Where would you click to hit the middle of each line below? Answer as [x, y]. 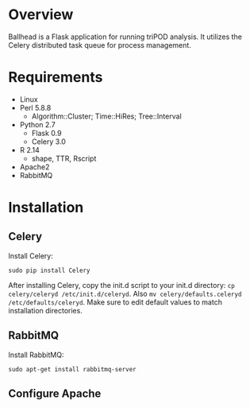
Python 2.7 [37, 124]
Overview [41, 15]
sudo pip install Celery [49, 270]
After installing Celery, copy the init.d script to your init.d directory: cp [122, 285]
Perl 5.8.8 [35, 107]
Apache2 [35, 167]
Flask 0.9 [46, 133]
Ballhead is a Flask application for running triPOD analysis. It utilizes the [125, 37]
